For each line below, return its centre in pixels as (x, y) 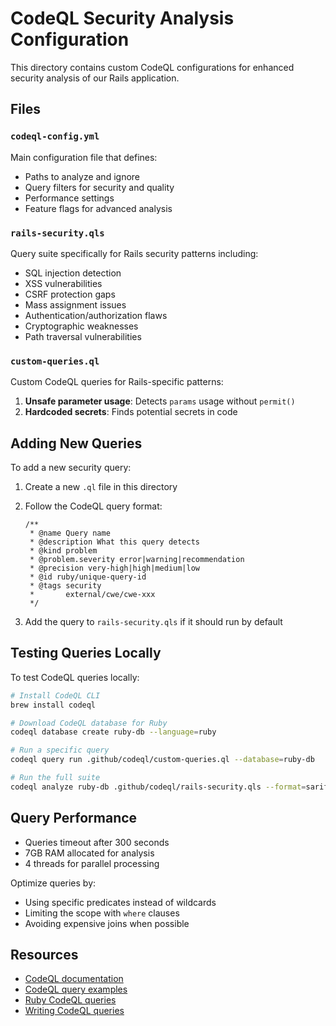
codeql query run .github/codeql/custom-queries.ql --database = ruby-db (162, 760)
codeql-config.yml (55, 136)
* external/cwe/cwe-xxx (92, 595)
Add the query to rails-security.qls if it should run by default (153, 622)
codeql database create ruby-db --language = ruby (113, 732)
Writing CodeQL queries (74, 1011)
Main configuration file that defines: (84, 157)
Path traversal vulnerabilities (83, 336)
